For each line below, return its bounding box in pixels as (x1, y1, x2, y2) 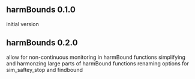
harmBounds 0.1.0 (6, 5, 76, 15)
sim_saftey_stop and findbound (6, 66, 83, 73)
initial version (6, 20, 39, 27)
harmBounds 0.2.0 (6, 38, 78, 48)
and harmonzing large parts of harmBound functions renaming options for (6, 59, 189, 67)
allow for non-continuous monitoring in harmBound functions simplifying (6, 53, 186, 61)
